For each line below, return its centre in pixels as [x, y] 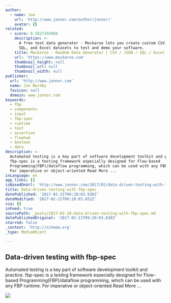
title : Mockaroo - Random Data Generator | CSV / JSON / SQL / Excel [90, 52]
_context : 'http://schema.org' [38, 228]
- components [24, 109]
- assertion [23, 133]
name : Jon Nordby [28, 85]
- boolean [20, 142]
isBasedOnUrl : [20, 185]
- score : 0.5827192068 [34, 34]
